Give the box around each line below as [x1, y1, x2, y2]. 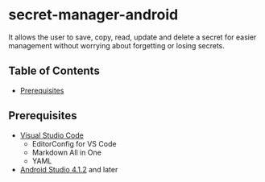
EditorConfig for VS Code [31, 139, 117, 148]
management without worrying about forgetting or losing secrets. [8, 40, 226, 50]
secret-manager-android [8, 6, 179, 24]
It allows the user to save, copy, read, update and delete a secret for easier [8, 32, 257, 42]
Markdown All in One [31, 147, 102, 157]
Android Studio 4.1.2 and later [19, 164, 118, 174]
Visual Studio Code [19, 130, 85, 140]
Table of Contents [8, 64, 101, 78]
